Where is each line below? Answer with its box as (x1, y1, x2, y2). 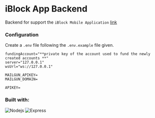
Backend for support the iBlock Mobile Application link (5, 19, 117, 25)
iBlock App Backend (5, 3, 88, 14)
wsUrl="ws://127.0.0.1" (5, 64, 53, 69)
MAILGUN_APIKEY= (5, 73, 38, 78)
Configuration (5, 31, 39, 38)
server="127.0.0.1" (5, 60, 45, 65)
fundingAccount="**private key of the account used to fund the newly (5, 52, 151, 56)
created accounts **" (5, 56, 49, 61)
